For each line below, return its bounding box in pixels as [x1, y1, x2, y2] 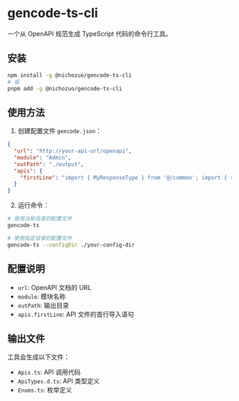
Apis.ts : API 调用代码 [17, 368, 81, 377]
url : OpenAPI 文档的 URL [17, 283, 92, 291]
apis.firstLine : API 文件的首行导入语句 [17, 310, 134, 318]
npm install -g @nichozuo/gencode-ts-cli [7, 71, 132, 79]
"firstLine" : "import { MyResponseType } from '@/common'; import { [20, 174, 228, 181]
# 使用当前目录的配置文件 [7, 215, 73, 222]
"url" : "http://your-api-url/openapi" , [14, 147, 132, 155]
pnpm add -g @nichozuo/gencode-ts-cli [7, 85, 122, 92]
